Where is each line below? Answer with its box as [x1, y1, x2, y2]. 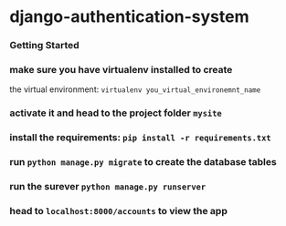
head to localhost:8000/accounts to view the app [9, 205, 228, 218]
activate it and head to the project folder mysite [9, 107, 222, 119]
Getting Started [9, 39, 79, 52]
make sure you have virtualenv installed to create [9, 64, 233, 77]
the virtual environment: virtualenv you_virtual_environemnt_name [9, 84, 261, 95]
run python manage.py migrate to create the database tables [9, 156, 277, 169]
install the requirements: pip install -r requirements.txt [9, 131, 271, 144]
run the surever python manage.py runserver [9, 180, 207, 193]
